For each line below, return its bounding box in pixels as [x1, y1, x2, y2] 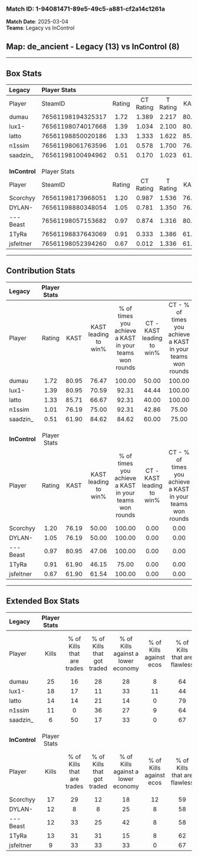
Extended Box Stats [6, 596, 80, 606]
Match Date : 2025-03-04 [6, 18, 69, 25]
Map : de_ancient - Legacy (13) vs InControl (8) [6, 41, 180, 51]
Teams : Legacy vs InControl [6, 24, 75, 31]
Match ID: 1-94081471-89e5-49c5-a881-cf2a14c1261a [6, 5, 165, 13]
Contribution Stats [6, 266, 75, 276]
